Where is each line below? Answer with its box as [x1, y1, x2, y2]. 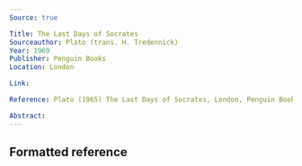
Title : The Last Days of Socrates [9, 29, 139, 39]
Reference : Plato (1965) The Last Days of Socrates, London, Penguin [9, 95, 276, 104]
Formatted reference [9, 144, 128, 160]
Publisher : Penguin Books [9, 55, 106, 64]
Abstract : [9, 111, 47, 120]
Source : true [9, 13, 58, 22]
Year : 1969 [9, 46, 50, 55]
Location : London [9, 63, 75, 72]
